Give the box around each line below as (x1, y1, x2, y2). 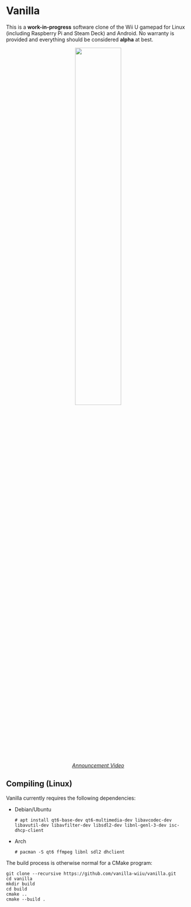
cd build (6, 886, 27, 892)
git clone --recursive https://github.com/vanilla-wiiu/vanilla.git (6, 871, 176, 877)
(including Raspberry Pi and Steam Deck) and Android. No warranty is (6, 29, 175, 36)
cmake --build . (6, 896, 46, 902)
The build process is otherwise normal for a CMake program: (6, 859, 153, 866)
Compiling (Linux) (6, 779, 72, 789)
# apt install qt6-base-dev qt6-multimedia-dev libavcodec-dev (14, 817, 172, 823)
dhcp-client (14, 827, 44, 833)
